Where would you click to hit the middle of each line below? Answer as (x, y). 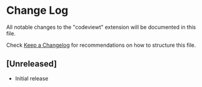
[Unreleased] (32, 64)
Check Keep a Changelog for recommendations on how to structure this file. (101, 45)
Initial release (31, 78)
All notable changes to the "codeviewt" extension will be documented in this (101, 27)
